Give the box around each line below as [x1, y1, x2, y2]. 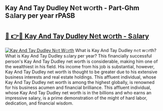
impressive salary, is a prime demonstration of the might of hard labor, [5, 95, 148, 101]
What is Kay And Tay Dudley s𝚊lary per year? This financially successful [5, 53, 152, 58]
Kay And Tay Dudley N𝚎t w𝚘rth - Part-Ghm [5, 4, 139, 12]
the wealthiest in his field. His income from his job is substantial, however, [5, 64, 155, 69]
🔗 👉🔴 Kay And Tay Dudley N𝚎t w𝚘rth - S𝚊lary [5, 32, 149, 40]
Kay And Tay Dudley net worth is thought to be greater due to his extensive [5, 69, 158, 75]
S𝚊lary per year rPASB [5, 12, 75, 20]
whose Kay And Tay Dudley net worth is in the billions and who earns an [5, 90, 152, 95]
